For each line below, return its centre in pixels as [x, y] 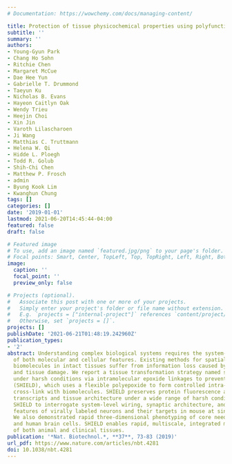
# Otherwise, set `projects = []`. [61, 321]
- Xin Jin [21, 122]
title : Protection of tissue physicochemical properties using [100, 26]
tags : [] [20, 200]
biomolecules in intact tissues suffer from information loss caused [115, 366]
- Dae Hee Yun [28, 77]
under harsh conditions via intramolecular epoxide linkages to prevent [120, 379]
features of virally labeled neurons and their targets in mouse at [114, 411]
